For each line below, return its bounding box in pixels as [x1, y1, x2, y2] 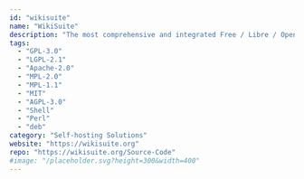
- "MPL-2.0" [17, 72, 63, 81]
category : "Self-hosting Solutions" [9, 131, 147, 140]
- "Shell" [17, 106, 54, 115]
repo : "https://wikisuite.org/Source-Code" [9, 147, 176, 156]
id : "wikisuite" [9, 13, 71, 23]
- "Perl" [17, 114, 51, 123]
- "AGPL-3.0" [17, 97, 67, 107]
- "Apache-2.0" [17, 64, 75, 73]
